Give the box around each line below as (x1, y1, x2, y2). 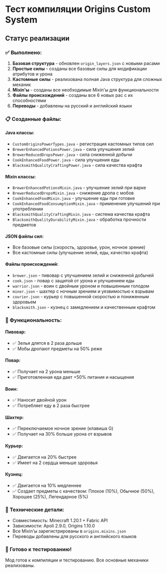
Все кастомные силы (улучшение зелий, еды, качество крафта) (12, 250, 149, 256)
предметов (12, 222, 36, 228)
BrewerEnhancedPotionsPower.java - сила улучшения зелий (12, 146, 135, 152)
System (5, 14, 38, 25)
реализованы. (5, 563, 35, 569)
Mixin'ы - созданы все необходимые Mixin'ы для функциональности (12, 86, 159, 93)
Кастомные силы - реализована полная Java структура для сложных (12, 76, 163, 82)
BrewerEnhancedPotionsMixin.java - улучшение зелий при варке (12, 185, 146, 191)
